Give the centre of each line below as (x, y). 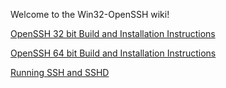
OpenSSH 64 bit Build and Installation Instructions (113, 53)
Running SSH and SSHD (60, 72)
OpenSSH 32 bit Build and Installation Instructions (113, 33)
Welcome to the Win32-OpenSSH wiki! (90, 14)
